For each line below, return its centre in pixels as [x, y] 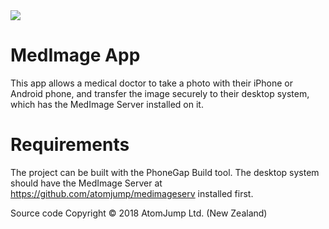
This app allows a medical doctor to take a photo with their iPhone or [151, 83]
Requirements [70, 145]
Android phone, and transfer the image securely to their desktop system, [160, 93]
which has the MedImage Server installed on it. [107, 104]
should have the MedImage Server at [86, 183]
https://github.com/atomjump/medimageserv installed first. [132, 193]
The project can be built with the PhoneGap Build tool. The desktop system [165, 172]
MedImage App [75, 55]
